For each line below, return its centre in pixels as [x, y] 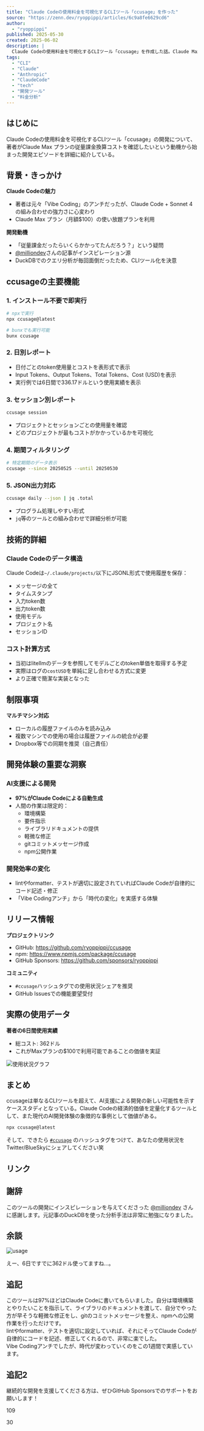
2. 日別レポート [29, 352]
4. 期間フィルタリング [38, 450]
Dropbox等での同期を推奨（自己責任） [63, 744]
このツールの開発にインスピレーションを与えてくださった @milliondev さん [100, 1207]
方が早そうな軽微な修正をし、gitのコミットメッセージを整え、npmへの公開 [100, 1316]
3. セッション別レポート [41, 399]
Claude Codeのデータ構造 [45, 558]
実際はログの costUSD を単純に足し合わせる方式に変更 [80, 671]
